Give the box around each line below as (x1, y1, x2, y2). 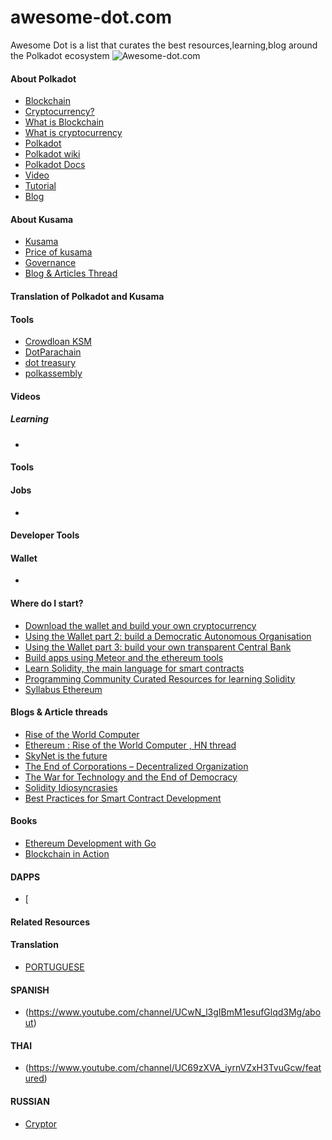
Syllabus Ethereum (24, 683, 103, 695)
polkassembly (24, 367, 83, 380)
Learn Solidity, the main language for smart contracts (24, 662, 245, 674)
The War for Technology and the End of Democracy (24, 771, 238, 783)
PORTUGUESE (24, 961, 85, 973)
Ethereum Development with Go (24, 837, 157, 849)
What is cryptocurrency (24, 127, 123, 139)
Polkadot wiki (24, 148, 81, 160)
